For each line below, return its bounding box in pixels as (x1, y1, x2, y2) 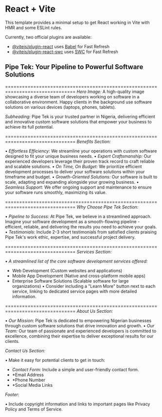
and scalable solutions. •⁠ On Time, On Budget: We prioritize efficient (5, 163, 142, 169)
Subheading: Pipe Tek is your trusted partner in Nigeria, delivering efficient (5, 114, 155, 119)
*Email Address (12, 372, 44, 378)
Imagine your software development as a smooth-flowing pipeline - (5, 218, 140, 225)
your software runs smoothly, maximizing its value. (5, 189, 107, 195)
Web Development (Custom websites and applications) (12, 267, 123, 273)
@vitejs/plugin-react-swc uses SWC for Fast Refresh (12, 49, 118, 55)
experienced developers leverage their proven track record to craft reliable (5, 158, 155, 164)
